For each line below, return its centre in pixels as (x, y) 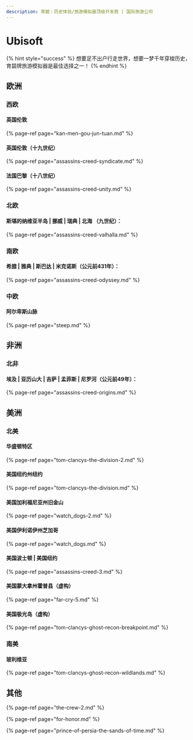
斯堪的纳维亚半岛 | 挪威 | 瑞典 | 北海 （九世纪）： (64, 221)
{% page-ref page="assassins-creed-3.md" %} (64, 571)
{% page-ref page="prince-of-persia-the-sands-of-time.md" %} (86, 730)
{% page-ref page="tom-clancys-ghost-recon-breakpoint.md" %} (87, 628)
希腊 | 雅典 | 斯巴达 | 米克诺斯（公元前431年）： (63, 266)
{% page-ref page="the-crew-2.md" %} (56, 708)
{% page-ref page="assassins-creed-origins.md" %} (71, 393)
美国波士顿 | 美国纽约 (32, 558)
